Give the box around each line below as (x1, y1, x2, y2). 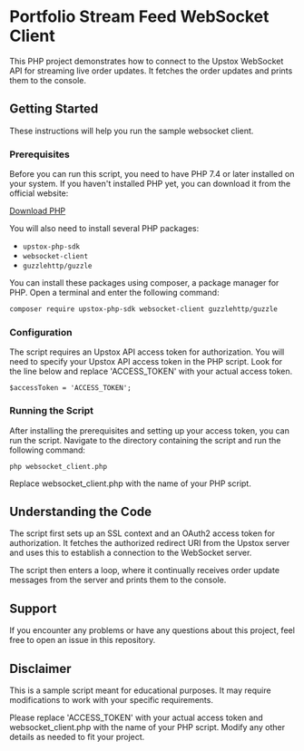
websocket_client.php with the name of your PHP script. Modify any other (9, 721, 286, 732)
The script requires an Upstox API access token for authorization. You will (9, 346, 285, 357)
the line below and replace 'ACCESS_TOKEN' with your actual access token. (9, 366, 293, 377)
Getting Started (9, 102, 99, 117)
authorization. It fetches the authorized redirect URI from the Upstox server (9, 538, 290, 549)
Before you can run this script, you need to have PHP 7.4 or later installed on (9, 169, 295, 180)
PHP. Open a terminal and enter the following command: (9, 288, 220, 298)
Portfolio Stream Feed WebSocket (9, 6, 270, 27)
